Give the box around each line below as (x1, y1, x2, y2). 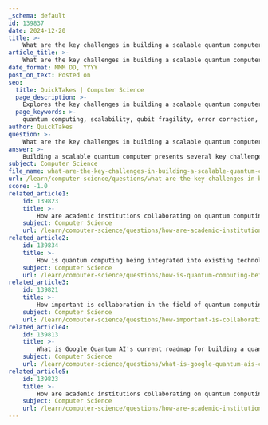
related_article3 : (8, 278, 69, 287)
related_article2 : (8, 234, 69, 242)
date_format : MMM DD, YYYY (8, 64, 98, 72)
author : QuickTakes (8, 123, 73, 131)
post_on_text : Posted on (8, 71, 91, 79)
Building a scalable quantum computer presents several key (22, 152, 227, 160)
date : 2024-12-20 (8, 26, 66, 34)
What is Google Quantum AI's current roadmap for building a (37, 345, 245, 353)
